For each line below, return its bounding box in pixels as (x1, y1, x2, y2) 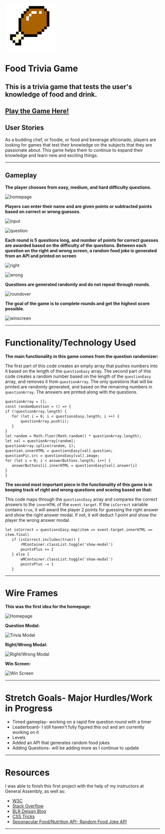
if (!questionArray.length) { (5, 409, 67, 414)
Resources (5, 767, 50, 778)
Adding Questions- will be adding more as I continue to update (12, 745, 139, 751)
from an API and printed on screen (5, 253, 77, 259)
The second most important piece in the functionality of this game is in (5, 481, 153, 487)
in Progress (5, 703, 53, 714)
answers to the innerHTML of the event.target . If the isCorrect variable (5, 501, 148, 507)
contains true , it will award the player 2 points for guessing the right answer (5, 506, 159, 512)
